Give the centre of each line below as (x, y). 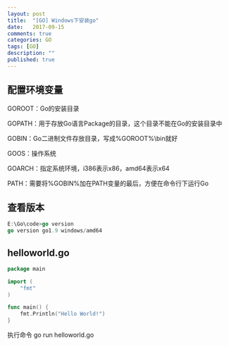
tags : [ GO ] (23, 47)
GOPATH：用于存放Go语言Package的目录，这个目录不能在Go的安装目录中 (115, 123)
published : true (31, 60)
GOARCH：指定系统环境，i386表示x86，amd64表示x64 (89, 168)
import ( (20, 282)
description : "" (31, 54)
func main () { (28, 307)
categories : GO (30, 40)
